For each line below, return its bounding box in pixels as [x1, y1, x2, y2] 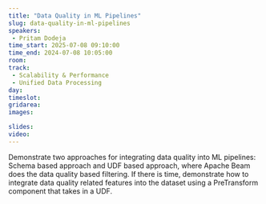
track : [8, 64, 30, 72]
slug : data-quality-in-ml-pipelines [8, 19, 131, 27]
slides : [8, 123, 34, 131]
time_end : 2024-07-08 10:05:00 [8, 49, 113, 57]
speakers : [8, 26, 42, 34]
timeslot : [8, 94, 42, 102]
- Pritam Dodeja [11, 34, 66, 42]
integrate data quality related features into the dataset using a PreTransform [8, 178, 259, 187]
